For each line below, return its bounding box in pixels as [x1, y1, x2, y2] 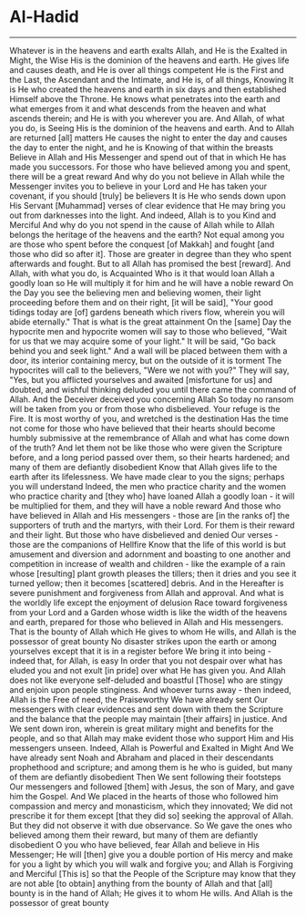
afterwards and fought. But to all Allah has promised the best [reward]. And [9, 258, 291, 269]
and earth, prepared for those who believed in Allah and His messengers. [9, 616, 284, 627]
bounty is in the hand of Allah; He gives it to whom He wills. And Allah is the [9, 887, 293, 899]
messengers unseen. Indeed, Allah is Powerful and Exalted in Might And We [9, 742, 294, 753]
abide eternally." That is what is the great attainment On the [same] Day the [9, 316, 291, 327]
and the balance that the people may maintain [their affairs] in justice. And [9, 713, 288, 724]
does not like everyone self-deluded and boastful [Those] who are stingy [9, 675, 283, 685]
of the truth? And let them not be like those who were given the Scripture [9, 442, 283, 453]
